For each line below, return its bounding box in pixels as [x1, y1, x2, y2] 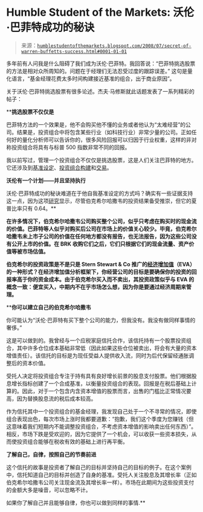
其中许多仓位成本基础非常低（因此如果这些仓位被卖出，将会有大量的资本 [16, 344, 197, 351]
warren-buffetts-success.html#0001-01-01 [21, 48, 127, 54]
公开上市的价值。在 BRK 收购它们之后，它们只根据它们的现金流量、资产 [11, 240, 189, 248]
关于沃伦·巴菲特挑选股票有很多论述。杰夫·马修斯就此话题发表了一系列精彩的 [6, 88, 195, 95]
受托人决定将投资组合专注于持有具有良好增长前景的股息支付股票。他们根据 [6, 372, 192, 379]
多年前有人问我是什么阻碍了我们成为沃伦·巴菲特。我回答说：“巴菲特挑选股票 [6, 60, 196, 67]
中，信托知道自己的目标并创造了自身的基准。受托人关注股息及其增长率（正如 [6, 471, 197, 478]
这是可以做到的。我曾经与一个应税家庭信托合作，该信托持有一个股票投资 [6, 336, 186, 344]
